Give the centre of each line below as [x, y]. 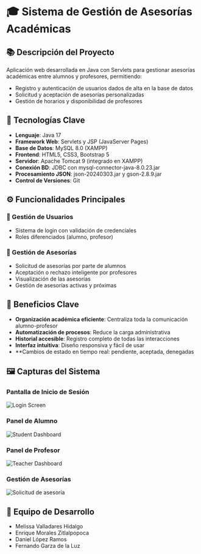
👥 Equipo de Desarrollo [50, 512]
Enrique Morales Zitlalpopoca [52, 533]
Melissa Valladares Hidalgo [49, 526]
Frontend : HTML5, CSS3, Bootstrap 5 [62, 154]
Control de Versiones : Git [48, 180]
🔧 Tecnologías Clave [46, 121]
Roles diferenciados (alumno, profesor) [64, 237]
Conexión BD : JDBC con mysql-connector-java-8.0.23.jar [87, 167]
